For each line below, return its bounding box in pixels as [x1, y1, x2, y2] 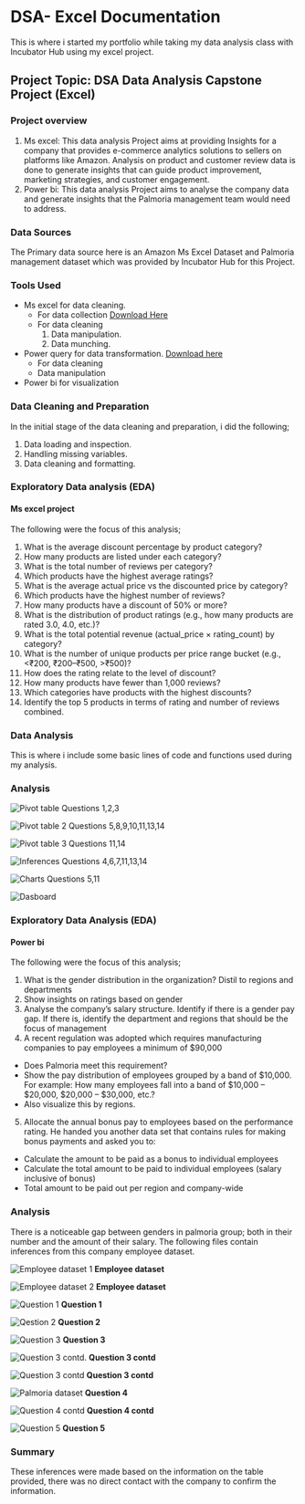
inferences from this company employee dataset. [10, 1246, 195, 1257]
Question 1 [60, 1299, 103, 1310]
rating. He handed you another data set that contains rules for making [23, 1126, 287, 1137]
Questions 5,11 [46, 873, 100, 884]
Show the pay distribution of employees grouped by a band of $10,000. [23, 1070, 292, 1081]
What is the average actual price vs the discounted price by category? [23, 580, 289, 590]
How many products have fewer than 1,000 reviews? [23, 677, 222, 688]
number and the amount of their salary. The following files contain [10, 1236, 258, 1247]
